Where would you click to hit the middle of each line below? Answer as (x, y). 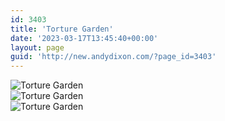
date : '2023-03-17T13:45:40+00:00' (84, 38)
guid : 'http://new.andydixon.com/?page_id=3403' (113, 57)
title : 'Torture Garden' (62, 29)
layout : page (37, 47)
